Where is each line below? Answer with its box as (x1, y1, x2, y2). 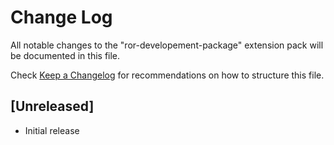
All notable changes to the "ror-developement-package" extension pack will (10, 39, 324, 51)
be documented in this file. (10, 49, 121, 61)
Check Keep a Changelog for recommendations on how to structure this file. (10, 69, 325, 81)
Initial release (24, 124, 80, 136)
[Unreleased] (10, 98, 95, 115)
